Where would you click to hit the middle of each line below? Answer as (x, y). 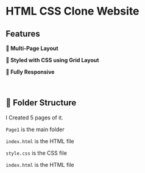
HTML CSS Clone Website (72, 11)
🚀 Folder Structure (41, 103)
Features (23, 34)
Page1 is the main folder (35, 129)
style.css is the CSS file (37, 153)
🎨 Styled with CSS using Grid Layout (52, 60)
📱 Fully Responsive (30, 72)
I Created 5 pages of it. (34, 118)
